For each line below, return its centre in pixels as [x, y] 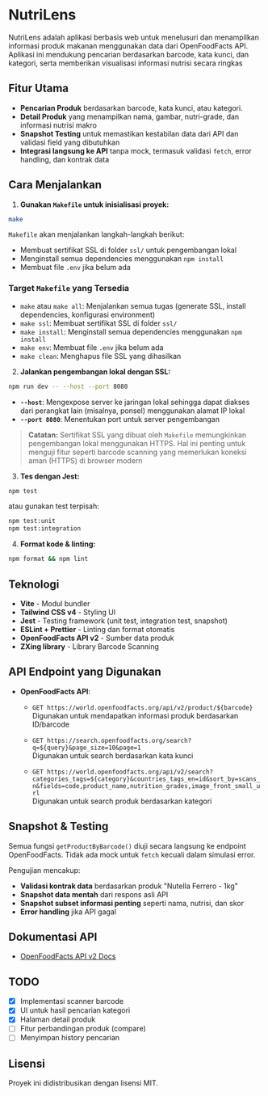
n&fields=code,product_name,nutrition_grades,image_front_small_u [146, 786]
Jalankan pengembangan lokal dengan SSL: [95, 371]
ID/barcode [51, 724]
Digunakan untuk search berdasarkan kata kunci [113, 755]
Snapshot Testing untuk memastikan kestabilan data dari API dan [129, 133]
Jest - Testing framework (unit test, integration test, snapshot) [124, 621]
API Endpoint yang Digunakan [85, 672]
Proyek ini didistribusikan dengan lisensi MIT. [84, 1083]
